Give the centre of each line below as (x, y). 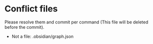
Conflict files (31, 9)
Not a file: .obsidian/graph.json (43, 36)
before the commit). (25, 27)
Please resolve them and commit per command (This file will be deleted (76, 22)
